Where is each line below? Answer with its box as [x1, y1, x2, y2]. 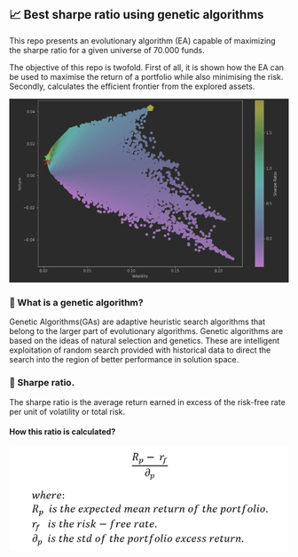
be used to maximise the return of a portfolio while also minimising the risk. [9, 71, 284, 82]
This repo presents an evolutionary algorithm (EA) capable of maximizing [9, 35, 277, 46]
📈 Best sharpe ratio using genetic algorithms [9, 7, 264, 22]
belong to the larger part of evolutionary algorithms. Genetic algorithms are [9, 326, 284, 337]
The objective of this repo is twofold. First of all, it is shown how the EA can [9, 61, 285, 73]
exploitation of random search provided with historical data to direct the [9, 345, 271, 355]
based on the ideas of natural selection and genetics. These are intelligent [9, 336, 280, 346]
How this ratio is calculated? [9, 426, 116, 437]
